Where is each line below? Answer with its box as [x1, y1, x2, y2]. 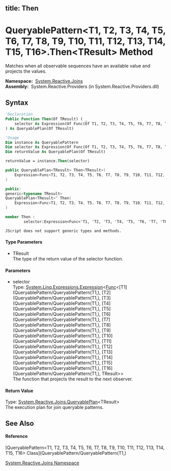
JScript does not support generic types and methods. [5, 228, 122, 233]
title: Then [5, 4, 39, 13]
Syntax [5, 98, 28, 107]
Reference [5, 433, 28, 439]
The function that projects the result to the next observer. [12, 376, 133, 382]
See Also [5, 419, 34, 428]
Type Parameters [5, 239, 43, 245]
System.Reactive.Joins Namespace [5, 460, 80, 466]
